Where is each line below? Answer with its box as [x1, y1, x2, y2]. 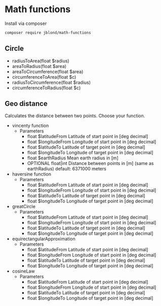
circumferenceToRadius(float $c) [12, 85, 81, 91]
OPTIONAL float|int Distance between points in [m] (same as [27, 160, 154, 166]
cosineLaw [12, 268, 35, 275]
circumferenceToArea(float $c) [12, 74, 76, 80]
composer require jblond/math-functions [5, 30, 92, 35]
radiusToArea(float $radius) [12, 57, 69, 64]
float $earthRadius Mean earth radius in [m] [27, 155, 118, 161]
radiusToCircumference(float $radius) [12, 79, 91, 85]
